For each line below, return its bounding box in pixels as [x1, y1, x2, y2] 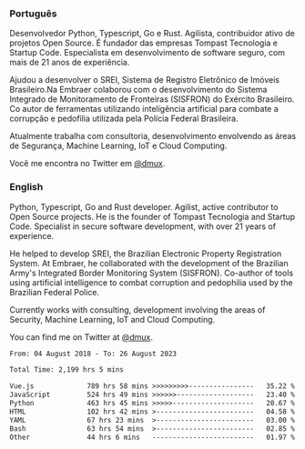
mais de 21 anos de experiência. [9, 57, 130, 68]
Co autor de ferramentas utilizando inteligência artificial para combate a [9, 104, 280, 115]
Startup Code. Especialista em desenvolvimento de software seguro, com [9, 47, 285, 58]
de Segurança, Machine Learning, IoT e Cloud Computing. [9, 140, 228, 152]
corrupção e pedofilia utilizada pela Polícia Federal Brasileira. [9, 113, 239, 125]
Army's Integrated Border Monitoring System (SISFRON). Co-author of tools [9, 267, 294, 278]
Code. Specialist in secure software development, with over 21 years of [9, 221, 276, 232]
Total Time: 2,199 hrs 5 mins [9, 365, 125, 374]
